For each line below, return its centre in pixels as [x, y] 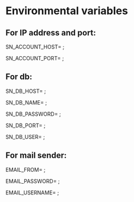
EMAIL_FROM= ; [25, 170]
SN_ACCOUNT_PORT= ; [35, 58]
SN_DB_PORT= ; [25, 125]
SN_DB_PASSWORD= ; [33, 114]
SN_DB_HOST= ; [26, 91]
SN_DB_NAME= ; [26, 102]
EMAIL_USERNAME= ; [32, 193]
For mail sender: [36, 156]
